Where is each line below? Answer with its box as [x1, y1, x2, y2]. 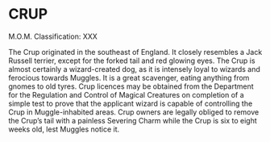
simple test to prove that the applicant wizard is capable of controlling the [8, 98, 253, 108]
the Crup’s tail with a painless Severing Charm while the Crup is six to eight [8, 115, 258, 125]
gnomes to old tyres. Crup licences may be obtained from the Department [8, 81, 254, 91]
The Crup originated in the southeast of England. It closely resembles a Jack [8, 47, 263, 56]
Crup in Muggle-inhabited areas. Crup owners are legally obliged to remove [8, 106, 260, 117]
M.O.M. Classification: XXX [8, 31, 98, 41]
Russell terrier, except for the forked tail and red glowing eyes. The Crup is [8, 56, 255, 65]
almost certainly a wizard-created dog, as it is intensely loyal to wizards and [8, 64, 260, 73]
